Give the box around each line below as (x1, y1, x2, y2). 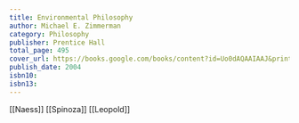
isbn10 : (9, 71, 38, 80)
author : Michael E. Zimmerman (9, 21, 122, 30)
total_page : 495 (9, 46, 69, 55)
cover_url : (9, 54, 50, 63)
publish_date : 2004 (9, 63, 82, 72)
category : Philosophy (9, 29, 90, 38)
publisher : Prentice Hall (9, 37, 105, 47)
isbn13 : (9, 79, 38, 88)
